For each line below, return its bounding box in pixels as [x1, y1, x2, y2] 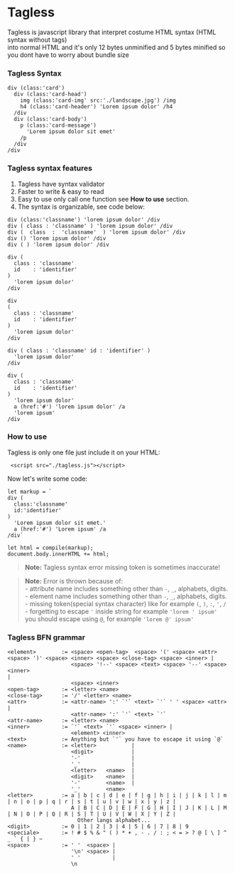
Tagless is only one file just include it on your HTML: [7, 448, 160, 457]
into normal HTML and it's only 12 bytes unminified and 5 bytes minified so [7, 43, 226, 51]
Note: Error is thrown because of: [24, 576, 124, 585]
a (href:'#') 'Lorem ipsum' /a [13, 525, 106, 533]
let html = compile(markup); [7, 544, 94, 551]
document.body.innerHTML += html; [7, 550, 110, 558]
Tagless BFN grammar [7, 632, 85, 642]
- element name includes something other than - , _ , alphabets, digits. [24, 592, 227, 600]
